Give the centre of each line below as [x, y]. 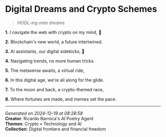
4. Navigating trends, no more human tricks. [50, 61]
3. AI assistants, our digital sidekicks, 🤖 [45, 51]
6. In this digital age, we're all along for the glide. [55, 80]
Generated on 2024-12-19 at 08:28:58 [44, 113]
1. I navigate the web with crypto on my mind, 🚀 [53, 32]
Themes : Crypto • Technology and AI [43, 124]
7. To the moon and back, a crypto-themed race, [54, 89]
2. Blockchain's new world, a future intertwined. [54, 42]
